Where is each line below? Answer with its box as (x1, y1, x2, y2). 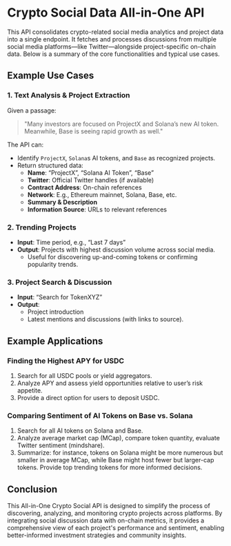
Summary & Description (27, 198, 98, 206)
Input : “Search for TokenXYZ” (17, 293, 103, 301)
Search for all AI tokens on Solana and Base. (17, 426, 143, 435)
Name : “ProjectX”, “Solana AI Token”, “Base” (27, 168, 154, 177)
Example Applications (7, 335, 103, 347)
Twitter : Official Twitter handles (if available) (27, 176, 154, 184)
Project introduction (27, 308, 84, 316)
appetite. (17, 386, 43, 395)
